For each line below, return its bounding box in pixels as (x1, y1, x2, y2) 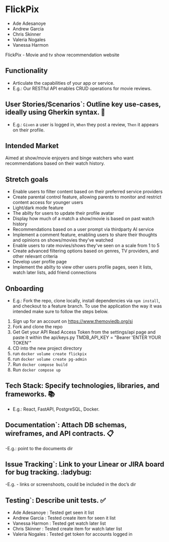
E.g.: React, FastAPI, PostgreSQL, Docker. (12, 406, 100, 412)
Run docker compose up (12, 367, 61, 372)
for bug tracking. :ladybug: (5, 468, 92, 477)
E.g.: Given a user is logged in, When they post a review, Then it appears (12, 121, 159, 127)
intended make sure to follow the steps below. (12, 309, 109, 314)
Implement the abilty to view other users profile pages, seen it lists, (12, 264, 153, 270)
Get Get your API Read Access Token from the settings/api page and (12, 329, 156, 335)
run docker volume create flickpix (12, 351, 87, 356)
